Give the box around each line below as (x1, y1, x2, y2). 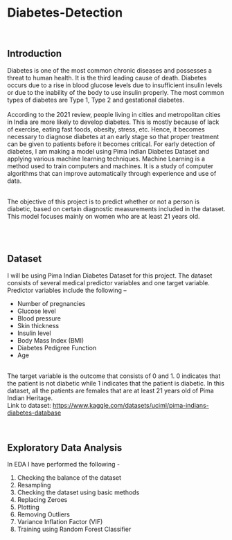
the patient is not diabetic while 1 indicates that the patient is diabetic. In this (7, 379, 225, 387)
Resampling (17, 481, 51, 489)
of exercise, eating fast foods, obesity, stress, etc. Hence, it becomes (7, 125, 206, 133)
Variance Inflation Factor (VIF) (17, 518, 103, 526)
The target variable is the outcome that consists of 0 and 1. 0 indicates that (7, 372, 221, 380)
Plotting (17, 503, 39, 512)
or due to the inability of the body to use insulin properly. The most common (7, 88, 224, 96)
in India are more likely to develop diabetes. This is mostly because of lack (7, 118, 220, 126)
